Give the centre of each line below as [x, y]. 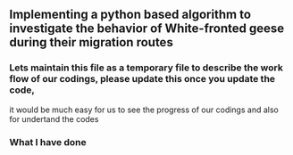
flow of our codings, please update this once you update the [142, 79]
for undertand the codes [54, 118]
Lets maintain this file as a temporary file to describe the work [146, 68]
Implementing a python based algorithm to [130, 15]
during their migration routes [92, 42]
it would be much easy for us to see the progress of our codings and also [144, 110]
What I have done [48, 142]
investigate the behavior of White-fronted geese [147, 29]
